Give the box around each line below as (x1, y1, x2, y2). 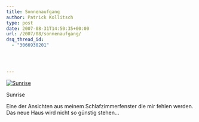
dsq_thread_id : (6, 36, 44, 42)
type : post (6, 20, 33, 26)
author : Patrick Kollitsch (6, 14, 74, 20)
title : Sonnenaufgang (6, 8, 60, 15)
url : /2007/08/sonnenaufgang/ (6, 31, 82, 37)
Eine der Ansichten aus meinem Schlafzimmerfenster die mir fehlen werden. (6, 102, 194, 109)
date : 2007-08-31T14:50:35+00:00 (6, 25, 90, 32)
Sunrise (6, 91, 25, 98)
